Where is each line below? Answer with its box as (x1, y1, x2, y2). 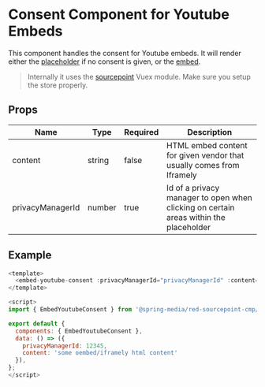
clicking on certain (166, 202, 235, 213)
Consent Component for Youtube (8, 6, 230, 24)
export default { (8, 319, 65, 328)
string (88, 154, 110, 166)
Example (8, 248, 52, 262)
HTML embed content (166, 140, 248, 151)
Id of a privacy (166, 182, 220, 193)
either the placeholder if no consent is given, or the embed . (8, 57, 201, 66)
